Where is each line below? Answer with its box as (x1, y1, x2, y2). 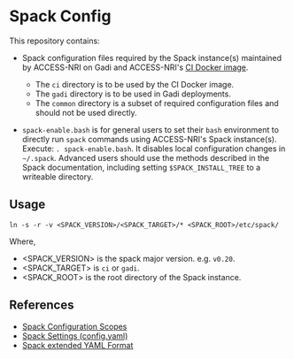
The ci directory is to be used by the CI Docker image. (35, 79, 235, 89)
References (9, 298, 74, 313)
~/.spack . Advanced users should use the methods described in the (21, 152, 270, 163)
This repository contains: (9, 35, 100, 46)
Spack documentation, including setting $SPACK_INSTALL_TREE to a (21, 162, 261, 172)
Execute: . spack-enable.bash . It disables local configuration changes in (21, 143, 286, 154)
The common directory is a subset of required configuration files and (35, 97, 279, 108)
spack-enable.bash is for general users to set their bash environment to (21, 124, 279, 134)
